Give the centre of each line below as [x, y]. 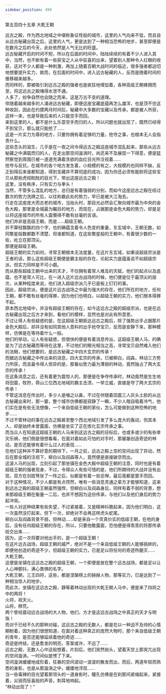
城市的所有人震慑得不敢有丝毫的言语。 [61, 215]
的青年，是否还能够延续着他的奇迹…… [44, 637]
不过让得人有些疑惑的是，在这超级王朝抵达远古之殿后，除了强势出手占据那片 [83, 320]
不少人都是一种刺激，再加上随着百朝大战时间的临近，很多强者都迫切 [91, 66]
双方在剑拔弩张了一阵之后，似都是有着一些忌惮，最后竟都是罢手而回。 [85, 476]
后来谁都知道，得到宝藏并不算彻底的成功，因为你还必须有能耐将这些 [87, 171]
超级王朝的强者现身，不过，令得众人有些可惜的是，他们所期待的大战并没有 [81, 469]
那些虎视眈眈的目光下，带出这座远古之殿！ [57, 178]
